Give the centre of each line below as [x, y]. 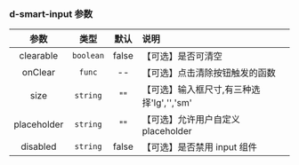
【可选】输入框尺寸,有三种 [197, 90]
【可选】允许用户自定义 [191, 120]
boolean [89, 56]
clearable [39, 56]
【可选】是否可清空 [182, 57]
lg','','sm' [173, 103]
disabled [39, 146]
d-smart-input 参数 [51, 13]
